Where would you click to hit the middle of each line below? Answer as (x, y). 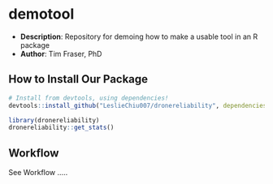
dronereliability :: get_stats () (61, 128)
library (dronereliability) (54, 120)
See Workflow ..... (38, 173)
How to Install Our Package (78, 79)
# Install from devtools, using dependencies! (89, 98)
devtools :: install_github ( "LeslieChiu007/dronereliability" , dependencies (138, 105)
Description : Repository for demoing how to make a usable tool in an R (139, 36)
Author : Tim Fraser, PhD (61, 53)
